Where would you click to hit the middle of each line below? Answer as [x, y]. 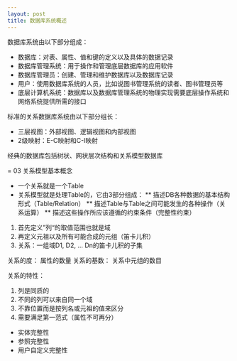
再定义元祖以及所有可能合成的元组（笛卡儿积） [86, 236]
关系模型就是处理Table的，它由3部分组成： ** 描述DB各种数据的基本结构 [124, 194]
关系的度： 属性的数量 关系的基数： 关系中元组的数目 [84, 260]
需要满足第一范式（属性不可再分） [67, 317]
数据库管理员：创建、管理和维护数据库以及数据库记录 [95, 75]
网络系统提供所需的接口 [52, 101]
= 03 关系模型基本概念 [40, 171]
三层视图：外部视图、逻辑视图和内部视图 [77, 131]
